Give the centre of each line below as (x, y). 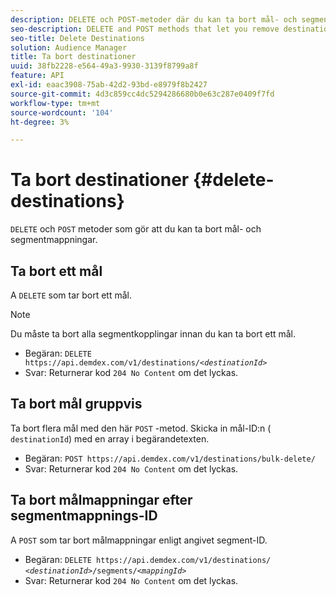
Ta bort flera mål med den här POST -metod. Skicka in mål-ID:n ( (141, 428)
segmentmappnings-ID (84, 516)
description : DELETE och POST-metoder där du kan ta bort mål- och (154, 19)
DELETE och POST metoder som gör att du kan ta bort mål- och (136, 229)
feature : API (37, 76)
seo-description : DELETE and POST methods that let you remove (145, 29)
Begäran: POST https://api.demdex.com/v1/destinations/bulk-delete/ (170, 458)
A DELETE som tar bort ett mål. (71, 295)
